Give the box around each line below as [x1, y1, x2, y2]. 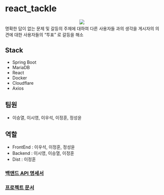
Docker [12, 74, 27, 81]
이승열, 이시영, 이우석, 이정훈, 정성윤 [12, 115, 82, 121]
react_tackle [5, 3, 57, 14]
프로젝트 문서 [5, 184, 34, 191]
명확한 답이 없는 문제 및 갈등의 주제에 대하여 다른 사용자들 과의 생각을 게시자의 [5, 25, 155, 31]
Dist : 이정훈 [12, 156, 36, 162]
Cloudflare [12, 80, 34, 86]
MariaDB [12, 64, 30, 70]
